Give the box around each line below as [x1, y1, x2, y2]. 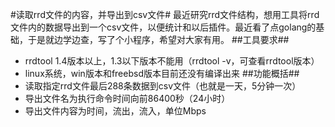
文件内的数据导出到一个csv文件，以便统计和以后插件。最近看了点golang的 [10, 21, 317, 33]
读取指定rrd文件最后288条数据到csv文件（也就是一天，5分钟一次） [24, 80, 302, 92]
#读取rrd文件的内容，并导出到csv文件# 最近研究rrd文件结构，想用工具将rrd [10, 9, 320, 20]
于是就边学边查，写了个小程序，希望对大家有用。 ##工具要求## [27, 34, 290, 45]
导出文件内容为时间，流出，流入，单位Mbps [24, 105, 207, 117]
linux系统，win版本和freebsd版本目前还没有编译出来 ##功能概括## [24, 68, 300, 79]
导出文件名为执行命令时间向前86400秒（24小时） [24, 93, 231, 104]
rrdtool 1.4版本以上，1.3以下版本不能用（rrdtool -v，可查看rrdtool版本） [24, 55, 320, 67]
